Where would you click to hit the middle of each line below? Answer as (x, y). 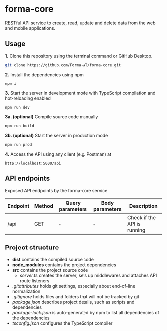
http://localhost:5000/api (33, 163)
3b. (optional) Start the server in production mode (57, 136)
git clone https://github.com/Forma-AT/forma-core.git (63, 65)
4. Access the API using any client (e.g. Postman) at (58, 154)
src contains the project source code (50, 270)
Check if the (141, 217)
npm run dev (17, 107)
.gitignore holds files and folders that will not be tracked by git (76, 296)
